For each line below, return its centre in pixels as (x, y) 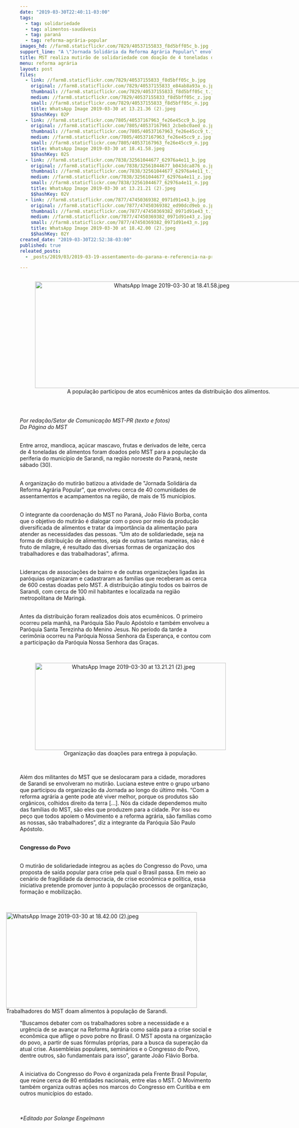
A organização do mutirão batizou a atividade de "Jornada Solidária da (108, 484)
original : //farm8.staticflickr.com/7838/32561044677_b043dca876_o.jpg (124, 166)
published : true (40, 245)
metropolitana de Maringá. (53, 598)
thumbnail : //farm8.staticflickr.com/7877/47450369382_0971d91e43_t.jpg (125, 211)
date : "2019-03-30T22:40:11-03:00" (65, 12)
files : (28, 75)
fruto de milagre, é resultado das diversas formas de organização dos (107, 547)
